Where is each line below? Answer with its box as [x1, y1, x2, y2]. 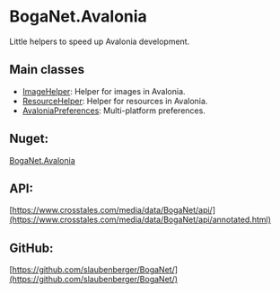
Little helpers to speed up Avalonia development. [9, 36, 190, 47]
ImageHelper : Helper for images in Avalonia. [22, 85, 186, 96]
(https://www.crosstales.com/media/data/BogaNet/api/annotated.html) [9, 214, 272, 226]
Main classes [9, 62, 85, 77]
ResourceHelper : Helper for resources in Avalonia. [22, 95, 208, 106]
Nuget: [9, 131, 49, 146]
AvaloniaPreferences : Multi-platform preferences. [22, 105, 206, 116]
